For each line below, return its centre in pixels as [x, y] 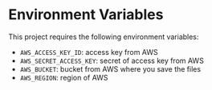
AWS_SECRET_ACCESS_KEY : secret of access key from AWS [112, 61]
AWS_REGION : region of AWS [64, 77]
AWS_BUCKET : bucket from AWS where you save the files [110, 68]
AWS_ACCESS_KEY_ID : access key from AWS [89, 52]
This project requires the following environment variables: [104, 37]
